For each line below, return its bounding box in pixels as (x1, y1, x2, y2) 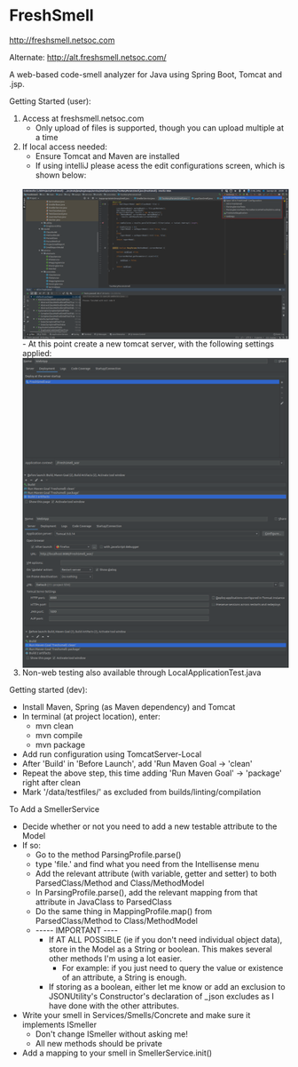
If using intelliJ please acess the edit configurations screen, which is (35, 160, 286, 171)
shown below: (35, 170, 87, 180)
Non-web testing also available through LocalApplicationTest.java (21, 667, 262, 678)
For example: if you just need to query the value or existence (61, 963, 284, 974)
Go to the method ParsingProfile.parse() (35, 849, 182, 860)
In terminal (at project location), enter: (21, 712, 161, 722)
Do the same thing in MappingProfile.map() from (35, 906, 213, 917)
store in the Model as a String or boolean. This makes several (48, 944, 272, 955)
